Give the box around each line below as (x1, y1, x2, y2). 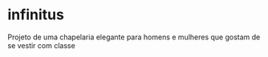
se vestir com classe (7, 40, 75, 50)
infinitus (7, 6, 65, 24)
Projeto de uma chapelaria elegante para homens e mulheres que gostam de (7, 32, 261, 42)
